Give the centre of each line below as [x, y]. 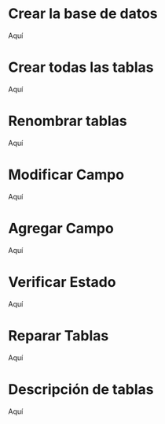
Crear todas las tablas [81, 67]
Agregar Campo [61, 228]
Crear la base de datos [83, 14]
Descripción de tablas [81, 389]
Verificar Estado [62, 282]
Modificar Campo [66, 175]
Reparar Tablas [59, 335]
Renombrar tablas [68, 121]
